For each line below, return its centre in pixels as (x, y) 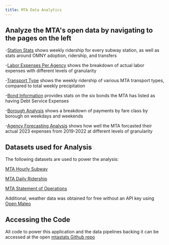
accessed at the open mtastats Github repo (50, 237)
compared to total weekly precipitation (45, 86)
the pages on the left (38, 38)
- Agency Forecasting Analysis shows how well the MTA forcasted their (79, 126)
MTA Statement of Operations (36, 189)
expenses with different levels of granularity (51, 71)
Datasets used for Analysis (49, 147)
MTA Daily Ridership (26, 179)
